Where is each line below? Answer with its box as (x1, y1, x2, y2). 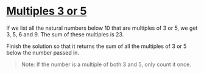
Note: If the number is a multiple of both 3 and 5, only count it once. (21, 61, 192, 68)
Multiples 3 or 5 (6, 4, 87, 18)
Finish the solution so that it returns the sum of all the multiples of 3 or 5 (6, 42, 187, 50)
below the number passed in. (6, 49, 80, 56)
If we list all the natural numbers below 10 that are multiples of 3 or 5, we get (6, 24, 198, 32)
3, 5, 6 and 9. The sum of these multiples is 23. (6, 30, 124, 38)
